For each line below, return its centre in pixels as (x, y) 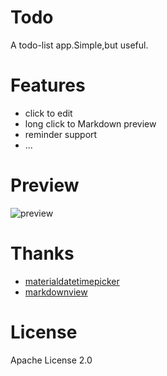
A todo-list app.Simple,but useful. (79, 45)
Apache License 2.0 (51, 360)
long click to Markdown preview (90, 123)
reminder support (61, 134)
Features (48, 85)
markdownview (56, 292)
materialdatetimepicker (72, 281)
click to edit (48, 113)
